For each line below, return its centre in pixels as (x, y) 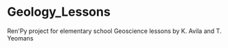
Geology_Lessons (59, 12)
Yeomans (20, 38)
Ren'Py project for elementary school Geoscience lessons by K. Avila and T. (114, 31)
